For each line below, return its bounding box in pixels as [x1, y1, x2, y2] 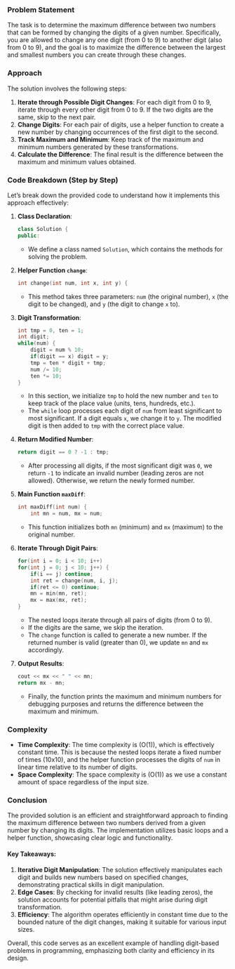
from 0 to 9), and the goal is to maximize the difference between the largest [7, 44, 226, 52]
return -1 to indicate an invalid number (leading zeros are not [27, 469, 204, 477]
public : [17, 232, 40, 239]
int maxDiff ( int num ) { [17, 503, 88, 510]
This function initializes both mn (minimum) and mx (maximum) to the [27, 523, 223, 532]
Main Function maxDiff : [17, 490, 86, 499]
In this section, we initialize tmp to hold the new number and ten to [27, 392, 219, 400]
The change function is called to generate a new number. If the [27, 631, 208, 640]
